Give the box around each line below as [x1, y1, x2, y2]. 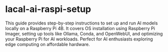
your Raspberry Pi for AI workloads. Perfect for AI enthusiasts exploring [5, 36, 153, 42]
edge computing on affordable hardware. [5, 41, 90, 47]
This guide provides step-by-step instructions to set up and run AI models [5, 20, 158, 26]
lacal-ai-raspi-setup [5, 3, 91, 15]
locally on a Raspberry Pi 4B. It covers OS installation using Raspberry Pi [5, 25, 155, 31]
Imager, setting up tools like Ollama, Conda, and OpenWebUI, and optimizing [5, 30, 163, 36]
